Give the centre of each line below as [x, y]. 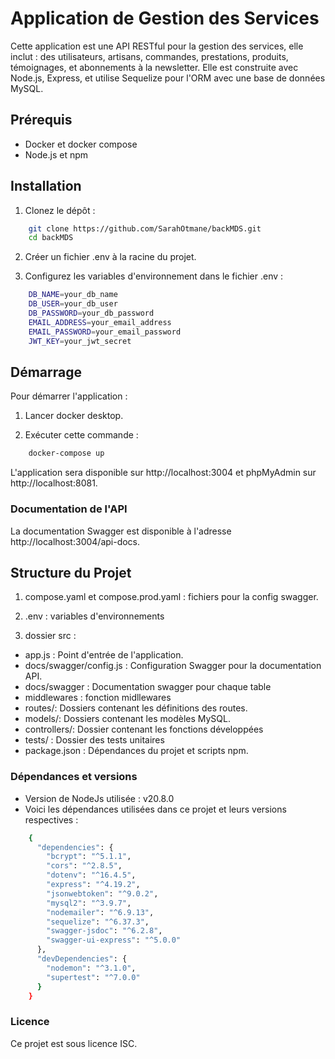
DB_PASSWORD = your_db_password [91, 313]
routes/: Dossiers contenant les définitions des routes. [136, 708]
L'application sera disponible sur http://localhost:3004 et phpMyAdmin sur [163, 473]
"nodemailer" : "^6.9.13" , [100, 912]
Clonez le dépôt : [60, 210]
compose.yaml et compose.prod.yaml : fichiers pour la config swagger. [171, 597]
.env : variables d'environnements [94, 616]
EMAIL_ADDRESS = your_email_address [100, 322]
